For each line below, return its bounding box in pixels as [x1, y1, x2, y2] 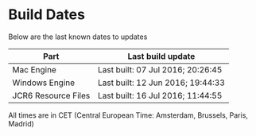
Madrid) [8, 119, 34, 128]
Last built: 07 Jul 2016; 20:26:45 [98, 64, 223, 75]
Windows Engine [12, 77, 76, 88]
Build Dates [8, 6, 86, 24]
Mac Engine [12, 64, 57, 75]
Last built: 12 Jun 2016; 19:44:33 [98, 77, 225, 88]
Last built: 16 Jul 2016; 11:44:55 [98, 90, 223, 101]
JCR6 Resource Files [12, 90, 91, 101]
